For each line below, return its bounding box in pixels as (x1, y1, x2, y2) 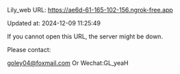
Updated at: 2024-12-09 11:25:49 (7, 19, 101, 27)
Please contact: (7, 46, 51, 53)
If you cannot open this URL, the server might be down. (7, 32, 163, 40)
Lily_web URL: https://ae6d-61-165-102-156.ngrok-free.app (7, 6, 173, 14)
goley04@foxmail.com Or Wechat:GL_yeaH (7, 59, 129, 67)
